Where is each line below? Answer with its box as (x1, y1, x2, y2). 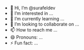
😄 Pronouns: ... (10, 34, 43, 40)
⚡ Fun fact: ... (10, 40, 38, 46)
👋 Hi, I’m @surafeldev (10, 5, 55, 11)
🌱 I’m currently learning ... (10, 16, 65, 21)
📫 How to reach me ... (10, 27, 58, 33)
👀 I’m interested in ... (10, 10, 53, 16)
